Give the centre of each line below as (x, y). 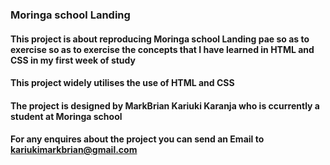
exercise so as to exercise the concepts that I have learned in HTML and (162, 49)
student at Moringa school (66, 116)
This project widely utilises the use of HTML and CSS (122, 83)
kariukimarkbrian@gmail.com (74, 150)
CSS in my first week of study (73, 60)
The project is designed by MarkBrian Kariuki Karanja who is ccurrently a (165, 105)
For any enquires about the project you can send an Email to (137, 139)
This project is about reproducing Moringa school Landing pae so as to (160, 39)
